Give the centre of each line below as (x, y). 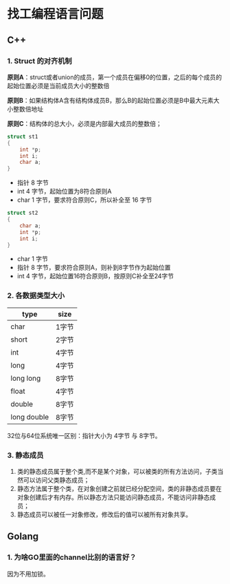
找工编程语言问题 (56, 14)
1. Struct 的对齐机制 (39, 61)
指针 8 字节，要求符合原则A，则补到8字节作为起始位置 (94, 268)
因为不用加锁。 (28, 574)
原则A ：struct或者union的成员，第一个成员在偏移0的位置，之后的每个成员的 (114, 77)
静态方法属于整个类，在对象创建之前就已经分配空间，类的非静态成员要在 (119, 488)
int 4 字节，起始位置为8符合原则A (64, 191)
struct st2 (23, 213)
